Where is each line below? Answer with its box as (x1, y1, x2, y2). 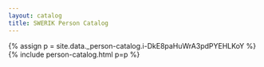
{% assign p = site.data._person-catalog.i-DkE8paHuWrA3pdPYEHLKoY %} (8, 41, 257, 50)
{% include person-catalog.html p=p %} (8, 49, 140, 59)
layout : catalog (8, 11, 62, 20)
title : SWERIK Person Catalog (8, 19, 109, 27)
